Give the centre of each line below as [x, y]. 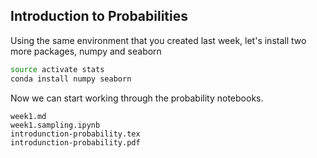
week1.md [28, 116]
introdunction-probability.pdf [75, 142]
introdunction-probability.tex [75, 134]
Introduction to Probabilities [99, 16]
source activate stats [57, 69]
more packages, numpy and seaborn [86, 51]
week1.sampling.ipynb [55, 125]
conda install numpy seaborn [71, 79]
